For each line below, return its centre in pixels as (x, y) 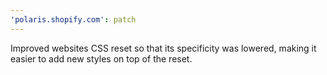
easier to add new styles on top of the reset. (101, 58)
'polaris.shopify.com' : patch (73, 19)
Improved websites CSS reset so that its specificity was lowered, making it (163, 48)
